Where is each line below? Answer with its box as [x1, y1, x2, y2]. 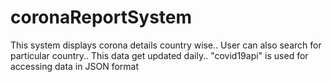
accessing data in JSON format [10, 60, 139, 72]
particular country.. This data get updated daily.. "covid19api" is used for [10, 49, 309, 61]
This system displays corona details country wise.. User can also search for [10, 39, 322, 51]
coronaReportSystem [10, 6, 193, 29]
